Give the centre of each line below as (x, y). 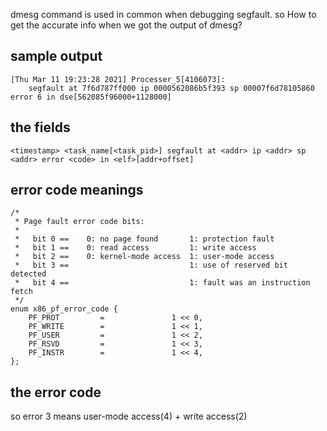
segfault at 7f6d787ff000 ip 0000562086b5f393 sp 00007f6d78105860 (171, 88)
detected (28, 274)
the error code (56, 392)
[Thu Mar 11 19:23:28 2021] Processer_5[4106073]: (118, 79)
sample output (56, 56)
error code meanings (77, 190)
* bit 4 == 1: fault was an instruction (162, 283)
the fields (40, 127)
